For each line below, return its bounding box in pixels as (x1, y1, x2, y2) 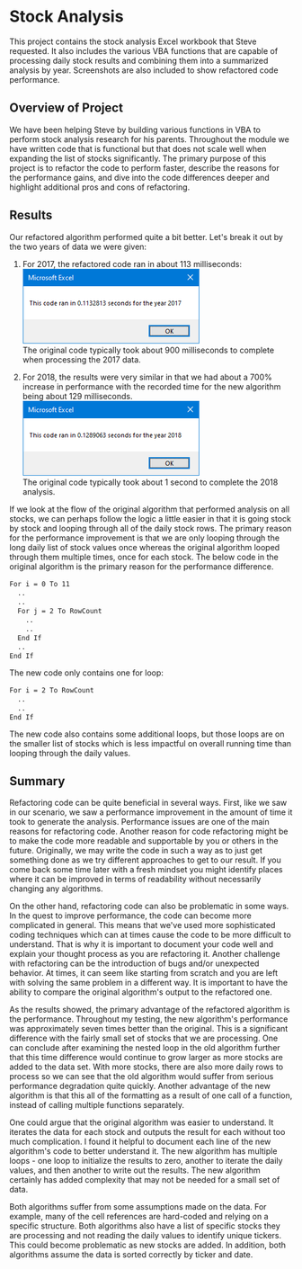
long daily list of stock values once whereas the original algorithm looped (9, 541, 280, 552)
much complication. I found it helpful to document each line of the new (9, 1136, 271, 1148)
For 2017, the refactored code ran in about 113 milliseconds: (22, 258, 243, 269)
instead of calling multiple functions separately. (9, 1100, 185, 1111)
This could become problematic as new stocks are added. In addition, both (9, 1239, 286, 1251)
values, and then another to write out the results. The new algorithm (9, 1165, 261, 1175)
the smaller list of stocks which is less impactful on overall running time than (9, 737, 292, 748)
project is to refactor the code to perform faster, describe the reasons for (9, 162, 280, 173)
